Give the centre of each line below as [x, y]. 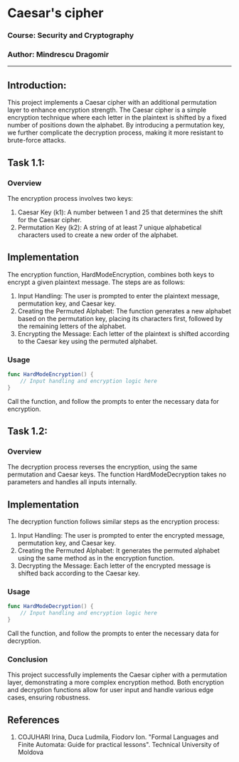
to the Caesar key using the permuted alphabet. [87, 341]
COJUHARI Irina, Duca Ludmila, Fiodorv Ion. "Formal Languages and [118, 737]
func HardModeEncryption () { [51, 375]
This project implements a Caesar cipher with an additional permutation [112, 103]
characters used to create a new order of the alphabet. [98, 235]
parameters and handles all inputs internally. [72, 482]
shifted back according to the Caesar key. [79, 573]
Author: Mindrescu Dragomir [58, 55]
